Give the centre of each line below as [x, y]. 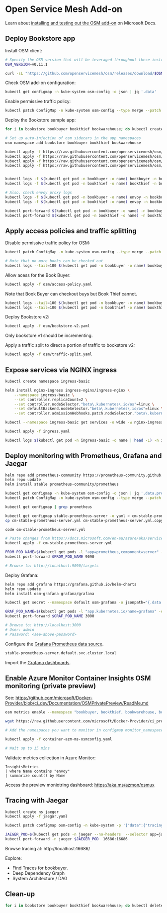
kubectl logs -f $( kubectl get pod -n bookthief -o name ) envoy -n [77, 202]
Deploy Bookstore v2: [27, 317]
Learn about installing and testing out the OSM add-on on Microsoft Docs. [81, 23]
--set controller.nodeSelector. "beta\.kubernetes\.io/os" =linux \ [84, 404]
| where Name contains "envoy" [38, 771]
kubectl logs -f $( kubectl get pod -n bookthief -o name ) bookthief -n [81, 184]
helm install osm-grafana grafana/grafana [50, 594]
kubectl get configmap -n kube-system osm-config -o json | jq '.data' [81, 92]
